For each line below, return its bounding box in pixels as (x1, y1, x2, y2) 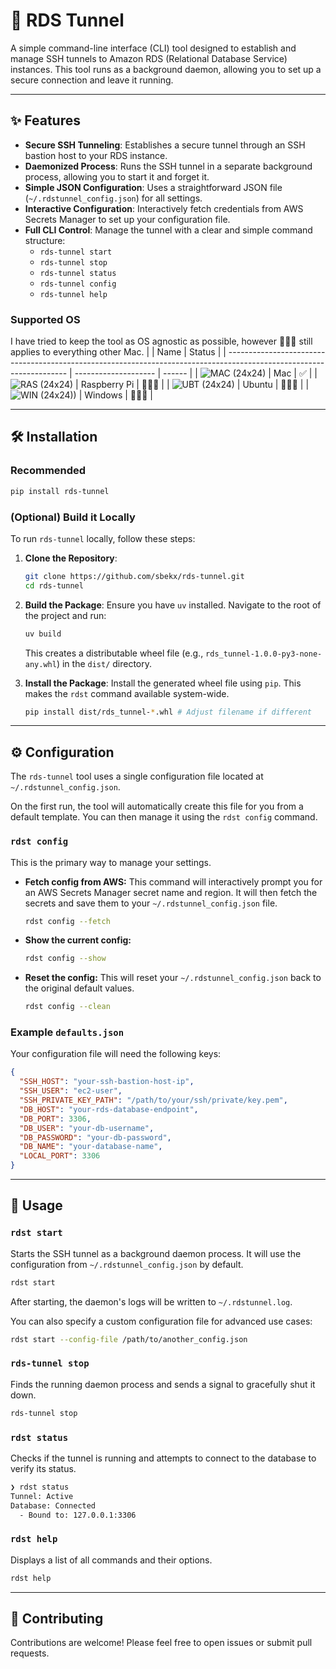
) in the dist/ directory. (56, 657, 153, 669)
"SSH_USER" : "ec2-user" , (19, 1086, 123, 1096)
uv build (24, 629, 62, 639)
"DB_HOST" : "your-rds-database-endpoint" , (19, 1104, 199, 1114)
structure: (24, 234, 66, 246)
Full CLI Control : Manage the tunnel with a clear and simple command (24, 224, 313, 236)
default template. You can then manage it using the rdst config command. (10, 811, 318, 823)
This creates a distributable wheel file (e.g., (24, 647, 204, 659)
